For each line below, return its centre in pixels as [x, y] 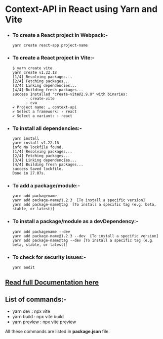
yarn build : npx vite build [38, 317]
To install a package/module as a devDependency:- [75, 222]
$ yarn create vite [32, 68]
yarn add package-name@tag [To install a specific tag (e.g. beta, [84, 205]
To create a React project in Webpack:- [60, 35]
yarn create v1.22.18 [34, 72]
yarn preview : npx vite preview [44, 322]
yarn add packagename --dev [41, 231]
